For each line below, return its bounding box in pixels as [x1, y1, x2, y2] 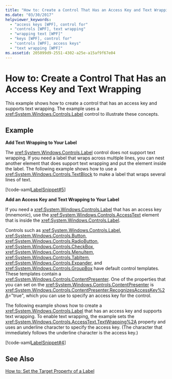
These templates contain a [5, 271, 61, 277]
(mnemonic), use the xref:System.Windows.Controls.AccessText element [5, 212, 159, 218]
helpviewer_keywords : [5, 17, 52, 22]
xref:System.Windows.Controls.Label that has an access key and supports [5, 308, 162, 314]
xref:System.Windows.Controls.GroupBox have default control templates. [5, 265, 160, 271]
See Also [5, 354, 34, 363]
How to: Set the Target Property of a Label [5, 368, 95, 374]
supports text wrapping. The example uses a [5, 106, 100, 112]
